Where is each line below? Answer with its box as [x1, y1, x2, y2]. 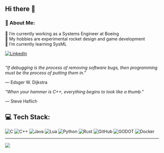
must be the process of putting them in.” [5, 70, 86, 76]
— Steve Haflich [5, 98, 38, 104]
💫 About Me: [5, 20, 35, 26]
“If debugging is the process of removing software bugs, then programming [5, 65, 158, 71]
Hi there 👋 [5, 5, 36, 13]
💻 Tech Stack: [5, 113, 50, 121]
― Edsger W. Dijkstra [5, 79, 48, 86]
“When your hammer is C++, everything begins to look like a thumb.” [5, 89, 144, 95]
